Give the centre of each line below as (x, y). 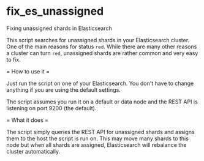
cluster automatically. (33, 151)
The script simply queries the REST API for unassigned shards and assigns (100, 132)
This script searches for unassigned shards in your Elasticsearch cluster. (98, 40)
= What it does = (28, 120)
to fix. (14, 59)
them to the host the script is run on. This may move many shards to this (97, 138)
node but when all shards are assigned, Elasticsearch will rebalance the (96, 144)
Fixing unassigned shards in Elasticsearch (59, 28)
